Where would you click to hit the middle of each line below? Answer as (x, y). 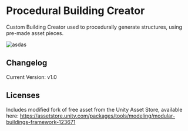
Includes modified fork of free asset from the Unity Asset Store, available (94, 109)
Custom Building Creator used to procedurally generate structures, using (94, 27)
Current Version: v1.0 (31, 77)
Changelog (27, 63)
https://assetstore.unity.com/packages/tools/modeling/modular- (97, 116)
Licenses (23, 96)
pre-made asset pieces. (35, 33)
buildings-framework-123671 (41, 122)
